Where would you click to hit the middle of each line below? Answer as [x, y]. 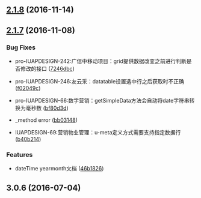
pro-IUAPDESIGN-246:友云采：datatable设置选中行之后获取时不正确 [100, 82]
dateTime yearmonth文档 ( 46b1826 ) [59, 169]
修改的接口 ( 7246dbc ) [48, 69]
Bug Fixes [21, 47]
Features [20, 154]
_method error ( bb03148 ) [46, 120]
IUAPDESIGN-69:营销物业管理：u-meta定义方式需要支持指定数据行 [98, 133]
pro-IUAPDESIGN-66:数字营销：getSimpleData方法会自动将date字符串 [102, 101]
